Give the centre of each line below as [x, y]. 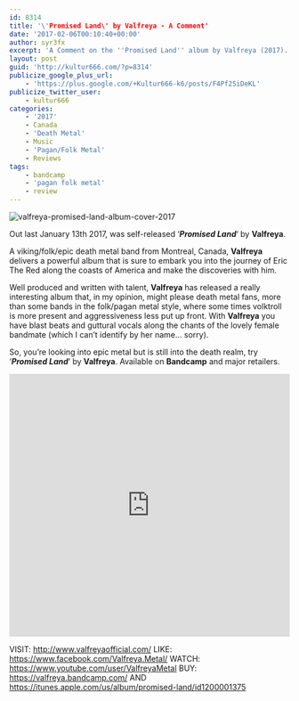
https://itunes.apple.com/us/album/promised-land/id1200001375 [128, 687]
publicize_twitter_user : [55, 92]
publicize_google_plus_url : [61, 76]
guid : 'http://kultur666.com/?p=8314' [81, 68]
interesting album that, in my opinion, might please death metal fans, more [145, 297]
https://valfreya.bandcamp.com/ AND [78, 677]
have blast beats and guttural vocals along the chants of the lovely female [145, 325]
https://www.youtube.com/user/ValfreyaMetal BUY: [103, 668]
